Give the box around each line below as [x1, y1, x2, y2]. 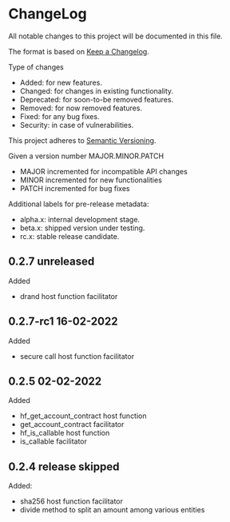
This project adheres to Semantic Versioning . [8, 135, 157, 145]
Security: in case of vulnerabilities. [19, 120, 134, 130]
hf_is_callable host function [19, 428, 110, 438]
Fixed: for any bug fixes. [19, 111, 100, 121]
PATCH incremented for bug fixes [19, 183, 130, 193]
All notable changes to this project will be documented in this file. [8, 31, 224, 41]
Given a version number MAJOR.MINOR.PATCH [8, 151, 165, 161]
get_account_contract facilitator [19, 420, 125, 429]
